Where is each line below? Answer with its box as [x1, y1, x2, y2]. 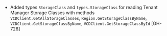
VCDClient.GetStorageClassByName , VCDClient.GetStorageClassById [10, 20, 151, 26]
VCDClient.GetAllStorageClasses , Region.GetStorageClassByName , [10, 15, 147, 21]
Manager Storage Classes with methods [10, 10, 95, 16]
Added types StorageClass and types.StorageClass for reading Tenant [10, 5, 158, 10]
